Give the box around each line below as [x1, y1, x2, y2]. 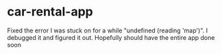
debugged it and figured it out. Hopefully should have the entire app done [7, 33, 215, 41]
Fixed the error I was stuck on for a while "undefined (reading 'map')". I [7, 26, 208, 34]
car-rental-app [7, 4, 94, 20]
